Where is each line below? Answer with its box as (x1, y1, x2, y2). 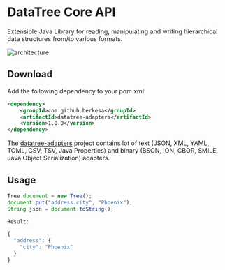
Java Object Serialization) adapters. (7, 154, 110, 163)
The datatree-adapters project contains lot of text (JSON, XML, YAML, (7, 139, 210, 147)
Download (7, 68, 52, 80)
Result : (7, 218, 30, 225)
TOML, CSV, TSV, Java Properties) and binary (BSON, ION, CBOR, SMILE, (7, 147, 219, 155)
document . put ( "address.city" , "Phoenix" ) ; (7, 199, 133, 206)
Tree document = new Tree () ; (7, 193, 92, 200)
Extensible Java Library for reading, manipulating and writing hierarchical (7, 27, 218, 36)
